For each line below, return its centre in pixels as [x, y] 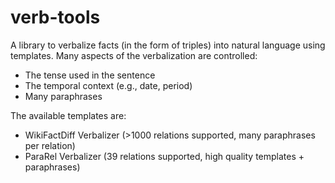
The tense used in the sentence [90, 75]
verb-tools [55, 17]
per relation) [50, 145]
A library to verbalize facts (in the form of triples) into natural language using [168, 45]
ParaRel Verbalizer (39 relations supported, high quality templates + [164, 156]
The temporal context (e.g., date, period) [108, 85]
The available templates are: [68, 115]
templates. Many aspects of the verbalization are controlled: [134, 55]
